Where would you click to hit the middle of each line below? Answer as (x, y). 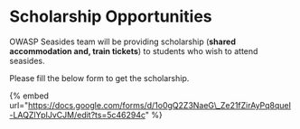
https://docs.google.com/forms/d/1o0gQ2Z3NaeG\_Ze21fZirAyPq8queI (159, 105)
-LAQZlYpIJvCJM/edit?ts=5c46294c (78, 115)
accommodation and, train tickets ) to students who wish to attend (134, 51)
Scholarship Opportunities (111, 17)
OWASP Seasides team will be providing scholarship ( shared (123, 41)
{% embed (29, 96)
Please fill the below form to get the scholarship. (99, 78)
